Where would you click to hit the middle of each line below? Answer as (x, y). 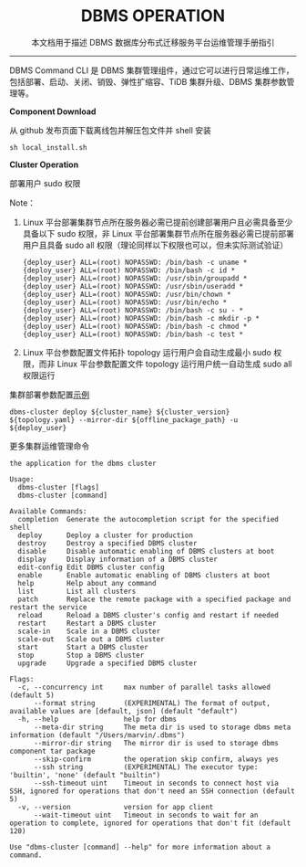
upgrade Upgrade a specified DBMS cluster (107, 663)
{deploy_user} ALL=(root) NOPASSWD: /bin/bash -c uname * (135, 262)
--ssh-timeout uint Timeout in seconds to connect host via (156, 783)
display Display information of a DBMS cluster (118, 559)
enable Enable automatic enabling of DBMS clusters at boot (144, 575)
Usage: (22, 479)
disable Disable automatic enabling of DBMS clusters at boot (146, 551)
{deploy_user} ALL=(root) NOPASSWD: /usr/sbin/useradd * (133, 286)
